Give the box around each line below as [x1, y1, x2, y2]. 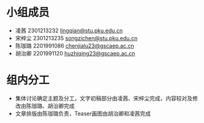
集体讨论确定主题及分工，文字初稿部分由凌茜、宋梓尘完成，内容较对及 [15, 94, 193, 102]
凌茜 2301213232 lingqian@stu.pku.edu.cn [15, 27, 123, 34]
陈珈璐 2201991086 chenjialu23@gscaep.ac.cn [15, 42, 135, 49]
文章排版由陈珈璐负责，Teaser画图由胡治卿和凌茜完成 [15, 110, 151, 117]
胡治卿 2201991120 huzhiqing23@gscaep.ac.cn [15, 49, 135, 57]
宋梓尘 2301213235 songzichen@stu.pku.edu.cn [15, 34, 138, 41]
